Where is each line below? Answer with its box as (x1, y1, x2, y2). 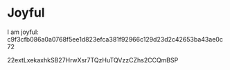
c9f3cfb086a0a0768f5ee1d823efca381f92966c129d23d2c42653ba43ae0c (7, 35, 224, 43)
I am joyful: (7, 28, 39, 36)
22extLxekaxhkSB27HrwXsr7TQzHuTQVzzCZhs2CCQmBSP (7, 55, 179, 64)
